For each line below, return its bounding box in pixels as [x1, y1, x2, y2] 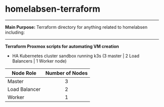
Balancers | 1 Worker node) [12, 58, 67, 64]
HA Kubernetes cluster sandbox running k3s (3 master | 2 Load [12, 53, 140, 59]
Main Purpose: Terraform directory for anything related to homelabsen [5, 24, 148, 30]
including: [5, 29, 25, 35]
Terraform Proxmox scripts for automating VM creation [5, 43, 120, 49]
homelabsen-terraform [5, 3, 101, 15]
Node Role [12, 69, 37, 76]
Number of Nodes [45, 69, 88, 76]
